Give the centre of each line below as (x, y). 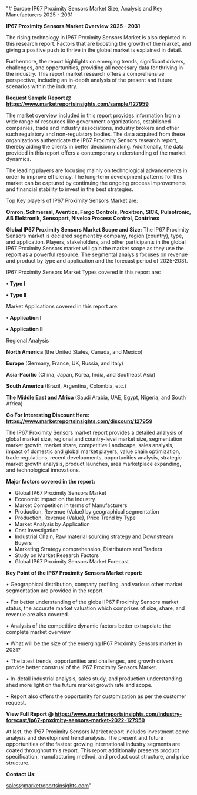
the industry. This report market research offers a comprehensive (85, 74)
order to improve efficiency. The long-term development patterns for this (94, 177)
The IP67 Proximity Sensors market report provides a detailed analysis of (95, 432)
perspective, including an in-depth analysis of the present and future (89, 80)
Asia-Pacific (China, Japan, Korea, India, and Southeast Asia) (81, 375)
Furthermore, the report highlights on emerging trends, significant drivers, (96, 61)
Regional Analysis (28, 341)
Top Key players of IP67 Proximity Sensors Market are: (72, 200)
